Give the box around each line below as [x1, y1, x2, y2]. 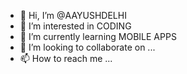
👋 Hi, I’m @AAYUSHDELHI [19, 10, 127, 21]
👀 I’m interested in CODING [19, 20, 132, 32]
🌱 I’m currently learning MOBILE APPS [19, 31, 177, 42]
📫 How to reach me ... [19, 53, 113, 64]
